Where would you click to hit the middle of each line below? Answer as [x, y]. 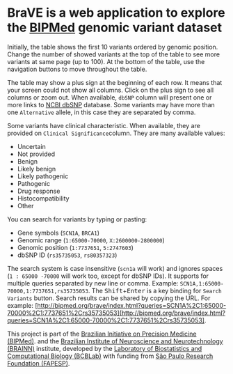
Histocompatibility [43, 198]
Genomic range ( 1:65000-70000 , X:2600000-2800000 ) [91, 240]
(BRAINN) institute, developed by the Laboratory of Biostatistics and [105, 348]
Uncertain [32, 146]
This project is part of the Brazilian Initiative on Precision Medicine [102, 334]
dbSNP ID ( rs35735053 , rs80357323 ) [67, 255]
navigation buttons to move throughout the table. [77, 69]
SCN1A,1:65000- [202, 283]
